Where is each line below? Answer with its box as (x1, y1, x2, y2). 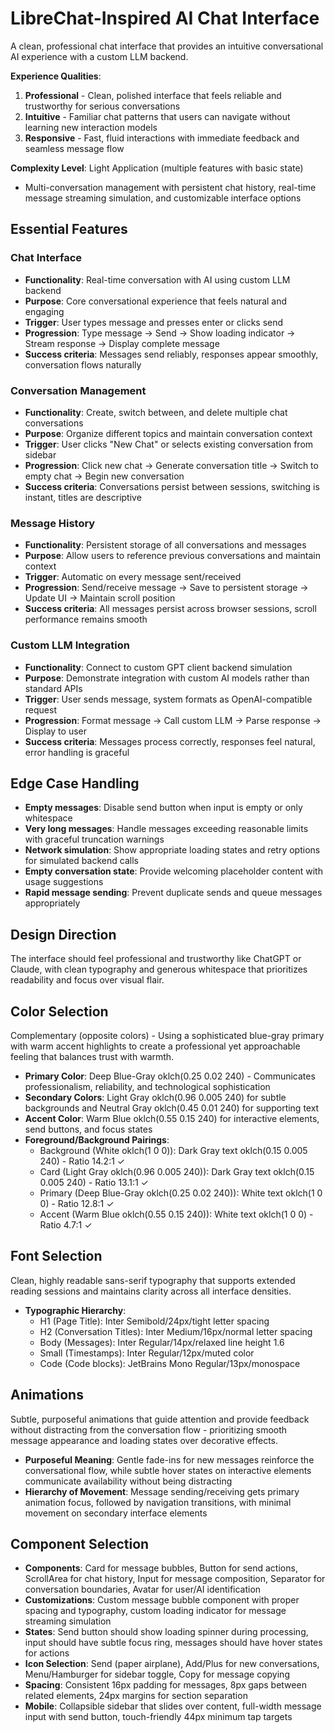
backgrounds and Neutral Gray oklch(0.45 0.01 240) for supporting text (24, 1102, 320, 1114)
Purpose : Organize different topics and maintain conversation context (24, 427, 313, 439)
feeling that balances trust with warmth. (10, 1050, 175, 1062)
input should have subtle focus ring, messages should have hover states (24, 1637, 323, 1649)
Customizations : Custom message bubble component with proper (24, 1594, 300, 1606)
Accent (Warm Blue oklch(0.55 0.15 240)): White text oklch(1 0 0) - (39, 1208, 314, 1220)
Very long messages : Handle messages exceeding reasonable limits (24, 823, 309, 835)
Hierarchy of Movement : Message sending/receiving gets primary (24, 1485, 300, 1497)
